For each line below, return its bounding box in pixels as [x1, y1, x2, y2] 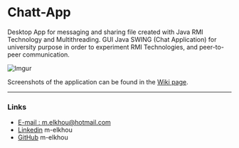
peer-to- [198, 42, 224, 51]
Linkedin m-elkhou [17, 125, 73, 135]
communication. [22, 50, 70, 59]
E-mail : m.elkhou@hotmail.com [17, 118, 112, 127]
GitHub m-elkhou [17, 133, 69, 142]
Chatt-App [7, 4, 71, 21]
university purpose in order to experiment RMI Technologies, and [7, 42, 198, 51]
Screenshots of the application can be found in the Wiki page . [7, 77, 188, 86]
